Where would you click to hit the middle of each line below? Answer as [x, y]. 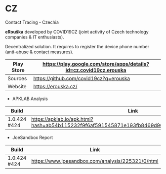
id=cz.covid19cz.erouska [96, 70]
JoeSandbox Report [33, 137]
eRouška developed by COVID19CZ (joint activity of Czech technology [77, 32]
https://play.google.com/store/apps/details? [96, 64]
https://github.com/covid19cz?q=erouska [82, 78]
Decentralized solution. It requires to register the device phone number [77, 46]
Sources [17, 78]
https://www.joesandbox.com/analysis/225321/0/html [95, 161]
